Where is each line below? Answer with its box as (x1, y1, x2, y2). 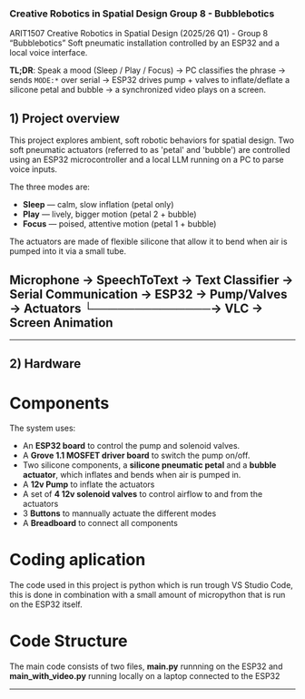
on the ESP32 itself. (9, 599, 84, 610)
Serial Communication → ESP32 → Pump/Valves (9, 286, 288, 302)
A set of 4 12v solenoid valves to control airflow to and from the (22, 489, 263, 500)
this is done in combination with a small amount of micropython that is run (9, 590, 286, 601)
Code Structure (9, 631, 128, 652)
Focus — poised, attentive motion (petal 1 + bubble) (22, 218, 217, 229)
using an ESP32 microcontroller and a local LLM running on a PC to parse (9, 154, 284, 166)
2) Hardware (9, 356, 82, 371)
